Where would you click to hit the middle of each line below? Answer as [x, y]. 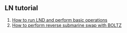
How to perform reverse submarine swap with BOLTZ [67, 25]
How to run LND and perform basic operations [60, 20]
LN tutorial [21, 8]
